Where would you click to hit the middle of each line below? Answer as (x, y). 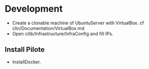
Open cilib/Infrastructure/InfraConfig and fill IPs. (63, 33)
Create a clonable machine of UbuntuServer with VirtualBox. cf (78, 23)
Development (34, 9)
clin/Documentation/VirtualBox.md (48, 28)
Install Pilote (25, 49)
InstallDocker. (26, 62)
